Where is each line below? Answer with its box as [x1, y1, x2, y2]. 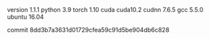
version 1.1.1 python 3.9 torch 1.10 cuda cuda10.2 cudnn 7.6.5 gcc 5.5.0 [7, 6, 204, 13]
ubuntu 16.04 [7, 13, 44, 21]
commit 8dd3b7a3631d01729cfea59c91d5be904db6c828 [7, 26, 170, 34]
